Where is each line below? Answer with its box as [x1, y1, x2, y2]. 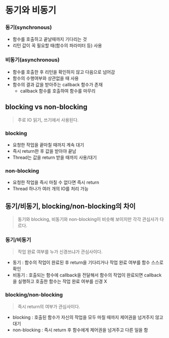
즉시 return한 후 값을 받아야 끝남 [12, 148, 77, 154]
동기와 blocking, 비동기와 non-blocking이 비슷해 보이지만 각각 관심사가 [17, 216, 159, 222]
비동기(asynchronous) [5, 57, 60, 64]
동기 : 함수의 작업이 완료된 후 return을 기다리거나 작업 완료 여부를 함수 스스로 [12, 259, 164, 265]
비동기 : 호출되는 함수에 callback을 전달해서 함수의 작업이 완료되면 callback [12, 272, 162, 278]
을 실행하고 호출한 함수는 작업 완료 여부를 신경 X [12, 278, 107, 285]
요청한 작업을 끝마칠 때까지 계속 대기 [12, 142, 84, 148]
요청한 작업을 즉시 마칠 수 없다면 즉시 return [12, 180, 99, 186]
